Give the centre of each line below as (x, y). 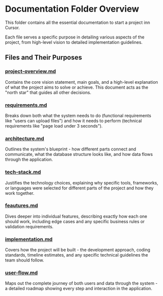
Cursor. (12, 27)
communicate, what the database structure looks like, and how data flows (79, 154)
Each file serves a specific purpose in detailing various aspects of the (75, 37)
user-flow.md (21, 273)
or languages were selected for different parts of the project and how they (79, 188)
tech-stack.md (23, 172)
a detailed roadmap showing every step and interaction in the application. (79, 289)
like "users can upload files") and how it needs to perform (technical (73, 121)
